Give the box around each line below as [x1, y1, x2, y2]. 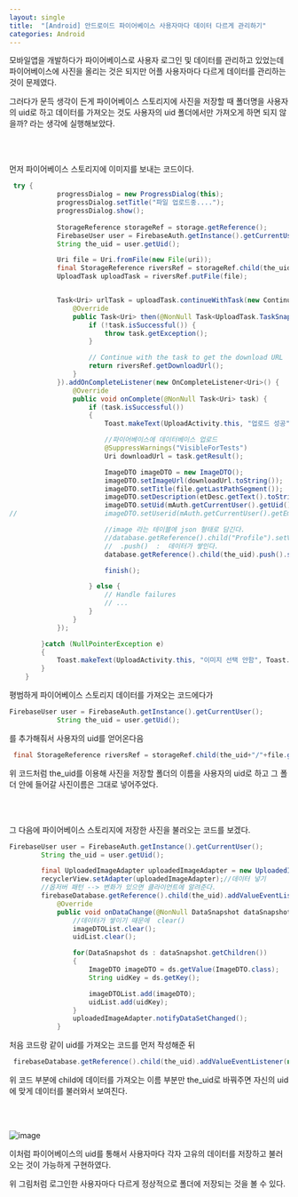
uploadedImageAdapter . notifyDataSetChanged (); [72, 1014, 248, 1023]
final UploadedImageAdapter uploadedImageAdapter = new [41, 866, 252, 875]
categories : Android [9, 29, 86, 38]
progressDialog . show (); [56, 206, 145, 215]
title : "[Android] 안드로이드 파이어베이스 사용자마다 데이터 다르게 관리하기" [9, 21, 267, 30]
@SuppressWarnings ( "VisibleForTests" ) [104, 443, 248, 452]
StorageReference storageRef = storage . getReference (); [56, 223, 268, 232]
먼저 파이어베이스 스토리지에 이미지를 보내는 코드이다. [9, 164, 194, 174]
